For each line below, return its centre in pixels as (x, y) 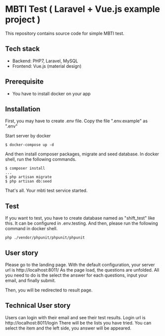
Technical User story (38, 306)
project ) (23, 20)
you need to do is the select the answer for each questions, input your (77, 275)
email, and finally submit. (30, 280)
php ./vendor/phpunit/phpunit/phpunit (45, 238)
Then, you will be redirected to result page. (49, 290)
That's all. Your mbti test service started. (46, 191)
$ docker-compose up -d (30, 145)
